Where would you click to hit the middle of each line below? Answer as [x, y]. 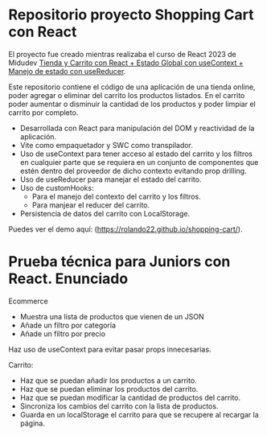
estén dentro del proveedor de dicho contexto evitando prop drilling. [133, 171]
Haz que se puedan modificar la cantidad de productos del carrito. [130, 397]
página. [33, 423]
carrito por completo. [43, 112]
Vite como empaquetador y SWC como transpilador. [106, 145]
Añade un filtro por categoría [68, 325]
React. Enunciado [68, 279]
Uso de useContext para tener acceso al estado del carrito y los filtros [136, 154]
